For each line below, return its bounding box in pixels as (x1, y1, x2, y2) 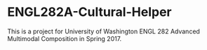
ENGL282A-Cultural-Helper (7, 4, 172, 20)
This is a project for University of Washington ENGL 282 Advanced (7, 27, 200, 35)
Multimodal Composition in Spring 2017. (7, 34, 122, 42)
